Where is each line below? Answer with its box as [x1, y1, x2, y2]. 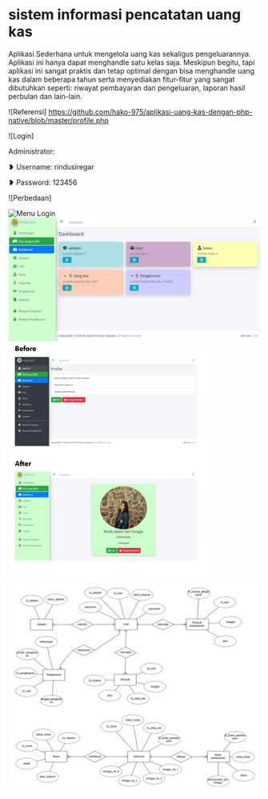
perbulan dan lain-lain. [8, 91, 82, 101]
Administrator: [8, 146, 55, 156]
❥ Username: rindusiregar [8, 162, 94, 171]
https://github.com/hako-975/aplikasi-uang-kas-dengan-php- [48, 106, 253, 117]
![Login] [8, 130, 34, 141]
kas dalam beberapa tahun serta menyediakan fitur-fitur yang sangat [8, 74, 235, 84]
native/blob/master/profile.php [8, 115, 110, 125]
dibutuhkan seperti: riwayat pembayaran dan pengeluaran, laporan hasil [8, 82, 246, 93]
